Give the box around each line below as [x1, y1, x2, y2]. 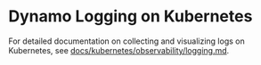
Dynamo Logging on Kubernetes [8, 6, 253, 27]
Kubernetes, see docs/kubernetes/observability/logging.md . [8, 45, 230, 55]
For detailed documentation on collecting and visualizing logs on [8, 36, 246, 46]
